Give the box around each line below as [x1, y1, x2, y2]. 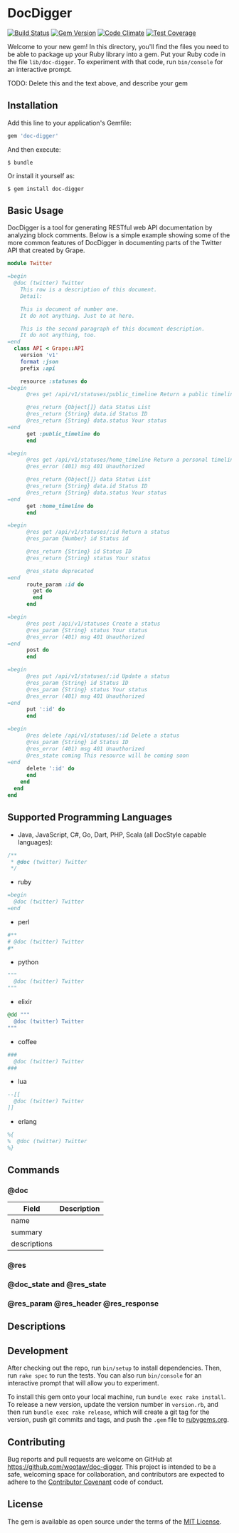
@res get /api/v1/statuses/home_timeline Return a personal [26, 456, 208, 464]
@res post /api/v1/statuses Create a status [26, 620, 161, 627]
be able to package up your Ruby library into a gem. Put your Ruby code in [7, 50, 226, 58]
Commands [7, 1164, 60, 1177]
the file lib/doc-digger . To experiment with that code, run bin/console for [7, 57, 223, 66]
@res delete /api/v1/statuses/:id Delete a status [26, 732, 180, 739]
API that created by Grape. [7, 246, 85, 254]
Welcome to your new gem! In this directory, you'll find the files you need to [7, 42, 229, 51]
